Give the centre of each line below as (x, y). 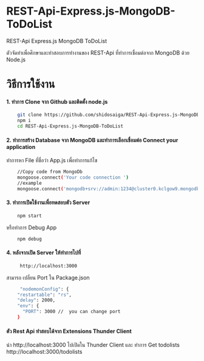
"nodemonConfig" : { (44, 289)
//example (30, 183)
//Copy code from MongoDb (50, 172)
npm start (30, 216)
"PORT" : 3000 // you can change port (71, 312)
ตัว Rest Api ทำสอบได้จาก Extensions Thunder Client (69, 331)
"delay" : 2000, (36, 300)
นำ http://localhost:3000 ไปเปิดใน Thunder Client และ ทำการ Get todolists (93, 345)
